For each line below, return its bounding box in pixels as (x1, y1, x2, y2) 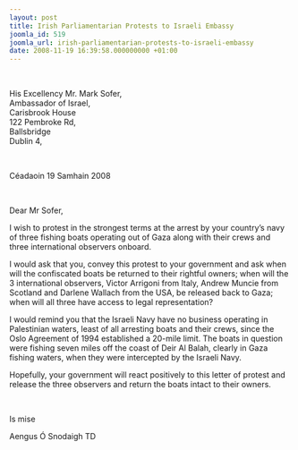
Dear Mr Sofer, (9, 205, 64, 216)
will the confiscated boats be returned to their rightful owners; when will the (9, 268, 289, 279)
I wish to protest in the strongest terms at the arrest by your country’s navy (9, 223, 285, 233)
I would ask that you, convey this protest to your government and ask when (9, 259, 287, 269)
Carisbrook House (9, 107, 76, 118)
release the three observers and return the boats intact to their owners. (9, 379, 271, 390)
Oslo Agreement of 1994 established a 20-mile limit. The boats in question (9, 333, 284, 344)
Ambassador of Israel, (9, 98, 91, 108)
